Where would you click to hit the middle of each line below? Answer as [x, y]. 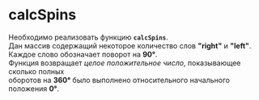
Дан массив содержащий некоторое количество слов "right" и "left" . [130, 45]
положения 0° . [34, 88]
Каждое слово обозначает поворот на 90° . [83, 54]
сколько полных [36, 71]
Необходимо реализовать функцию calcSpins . [88, 37]
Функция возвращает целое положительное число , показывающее [125, 63]
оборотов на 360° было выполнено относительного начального [119, 80]
